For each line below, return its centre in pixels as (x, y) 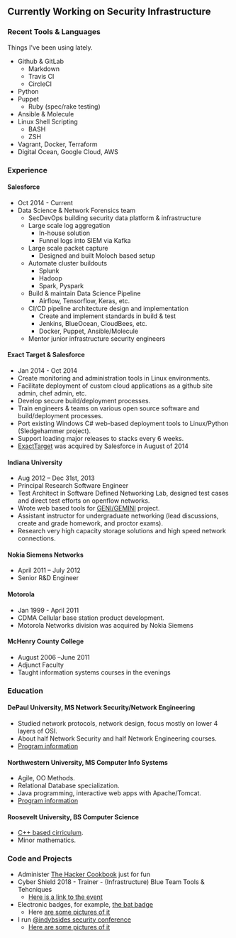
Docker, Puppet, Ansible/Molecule (89, 331)
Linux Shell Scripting (47, 121)
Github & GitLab (40, 61)
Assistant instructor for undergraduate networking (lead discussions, (118, 516)
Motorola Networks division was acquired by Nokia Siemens (105, 625)
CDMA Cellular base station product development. (91, 618)
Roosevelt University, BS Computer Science (73, 817)
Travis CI (41, 76)
